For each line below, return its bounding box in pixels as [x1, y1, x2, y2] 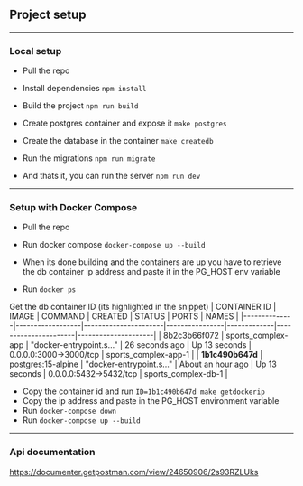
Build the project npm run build [22, 100, 139, 111]
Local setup [9, 44, 62, 57]
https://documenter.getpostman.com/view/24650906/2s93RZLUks [9, 466, 259, 477]
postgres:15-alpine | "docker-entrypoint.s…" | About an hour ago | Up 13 [9, 359, 277, 369]
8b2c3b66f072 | [162, 330, 225, 341]
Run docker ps [22, 284, 77, 294]
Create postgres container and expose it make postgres [22, 117, 227, 129]
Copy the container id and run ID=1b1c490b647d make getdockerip [22, 386, 266, 397]
